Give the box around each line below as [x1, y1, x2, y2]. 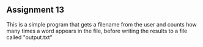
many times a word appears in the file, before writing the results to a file [6, 27, 188, 34]
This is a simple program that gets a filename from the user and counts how [6, 20, 197, 28]
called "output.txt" [6, 33, 53, 41]
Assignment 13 [6, 5, 65, 15]
